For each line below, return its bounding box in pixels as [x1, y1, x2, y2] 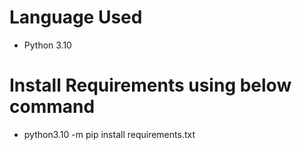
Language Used [9, 6, 143, 29]
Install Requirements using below [9, 74, 292, 97]
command [9, 96, 96, 118]
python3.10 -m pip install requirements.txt [23, 128, 196, 140]
